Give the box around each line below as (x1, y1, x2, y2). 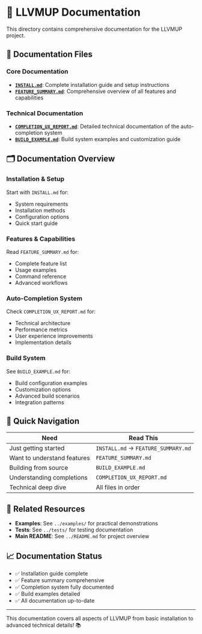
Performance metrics (14, 326, 68, 334)
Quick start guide (14, 220, 58, 227)
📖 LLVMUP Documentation (6, 5, 141, 19)
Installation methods (14, 206, 66, 214)
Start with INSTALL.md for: (6, 188, 69, 195)
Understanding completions (9, 474, 88, 482)
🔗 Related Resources (6, 504, 85, 514)
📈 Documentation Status (6, 551, 102, 561)
